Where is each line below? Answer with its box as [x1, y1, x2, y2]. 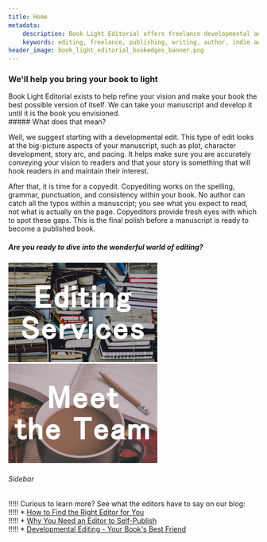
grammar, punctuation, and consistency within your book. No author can [8, 190, 246, 200]
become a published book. [8, 224, 95, 234]
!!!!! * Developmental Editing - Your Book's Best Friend [8, 524, 187, 533]
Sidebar [8, 474, 34, 483]
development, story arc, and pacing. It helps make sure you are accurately [8, 150, 252, 159]
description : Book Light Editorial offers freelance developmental [22, 29, 250, 37]
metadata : [8, 21, 41, 29]
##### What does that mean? [8, 117, 106, 127]
